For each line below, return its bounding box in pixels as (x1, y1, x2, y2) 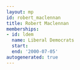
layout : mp (6, 9, 34, 15)
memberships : (6, 26, 39, 32)
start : (12, 43, 28, 49)
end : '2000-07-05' (12, 49, 59, 55)
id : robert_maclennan (6, 15, 61, 21)
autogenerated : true (6, 54, 59, 60)
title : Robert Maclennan (6, 20, 69, 26)
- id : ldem (6, 32, 34, 38)
